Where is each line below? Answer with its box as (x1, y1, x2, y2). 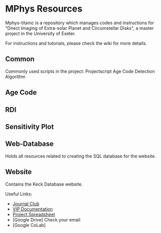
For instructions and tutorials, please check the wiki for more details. (5, 40, 147, 46)
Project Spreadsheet (12, 211, 55, 217)
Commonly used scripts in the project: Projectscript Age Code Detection (5, 68, 155, 74)
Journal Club (12, 200, 39, 207)
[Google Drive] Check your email (12, 216, 80, 222)
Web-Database (5, 140, 54, 148)
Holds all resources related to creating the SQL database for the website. (5, 153, 156, 159)
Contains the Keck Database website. (5, 181, 83, 187)
